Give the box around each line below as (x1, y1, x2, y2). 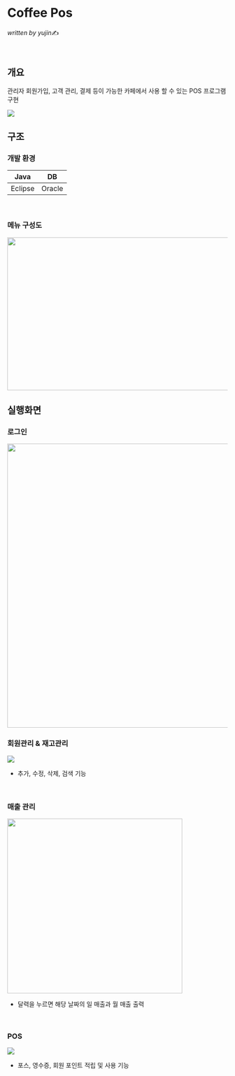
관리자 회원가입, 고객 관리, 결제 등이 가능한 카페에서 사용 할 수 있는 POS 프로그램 (7, 86, 227, 95)
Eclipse (10, 184, 35, 194)
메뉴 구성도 (7, 220, 43, 230)
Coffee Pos (7, 5, 73, 21)
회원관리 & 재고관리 (7, 739, 69, 749)
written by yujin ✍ (7, 28, 59, 36)
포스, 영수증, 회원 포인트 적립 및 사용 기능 (17, 1061, 129, 1070)
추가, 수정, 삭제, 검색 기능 (17, 769, 87, 777)
